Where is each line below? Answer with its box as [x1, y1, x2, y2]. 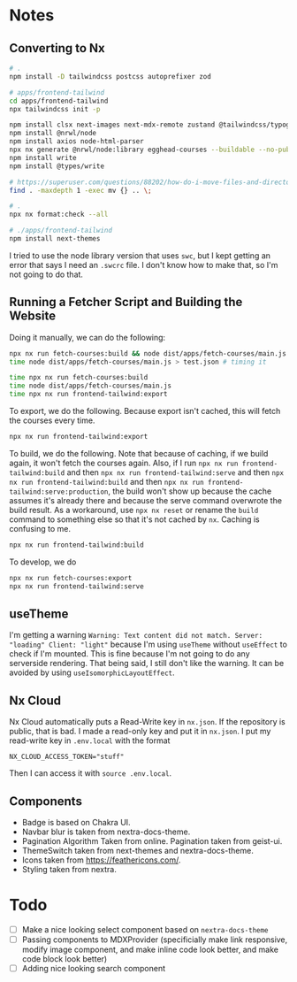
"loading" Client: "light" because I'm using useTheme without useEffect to [9, 639, 287, 650]
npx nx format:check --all [9, 210, 109, 219]
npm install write [9, 153, 77, 162]
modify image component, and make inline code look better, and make [21, 944, 278, 955]
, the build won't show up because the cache [107, 486, 272, 496]
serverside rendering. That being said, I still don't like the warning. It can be [9, 658, 285, 669]
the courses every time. [9, 415, 95, 426]
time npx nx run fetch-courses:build [9, 373, 148, 382]
